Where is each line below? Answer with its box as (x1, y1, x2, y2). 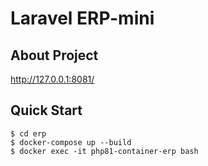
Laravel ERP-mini (10, 7, 155, 30)
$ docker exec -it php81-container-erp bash (10, 146, 199, 156)
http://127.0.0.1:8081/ (10, 73, 95, 85)
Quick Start (10, 102, 83, 119)
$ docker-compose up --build (10, 137, 132, 147)
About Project (10, 47, 99, 64)
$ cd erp (10, 128, 47, 139)
